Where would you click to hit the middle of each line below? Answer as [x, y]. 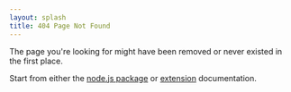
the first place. [36, 61]
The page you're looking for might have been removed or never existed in [146, 51]
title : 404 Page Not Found [60, 26]
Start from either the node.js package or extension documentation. [133, 78]
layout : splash [38, 17]
